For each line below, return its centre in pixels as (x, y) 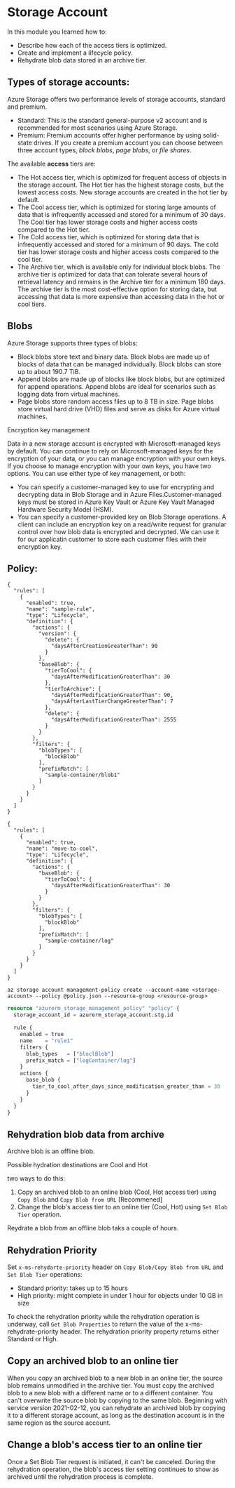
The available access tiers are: (51, 164)
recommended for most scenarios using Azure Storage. (98, 128)
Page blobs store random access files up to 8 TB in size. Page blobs (115, 401)
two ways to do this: (36, 1178)
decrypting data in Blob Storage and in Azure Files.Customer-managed (119, 494)
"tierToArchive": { (73, 689)
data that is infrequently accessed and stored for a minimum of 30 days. (121, 214)
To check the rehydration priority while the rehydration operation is (104, 1316)
